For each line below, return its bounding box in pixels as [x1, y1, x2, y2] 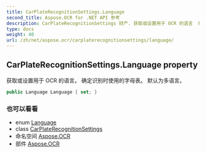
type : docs [6, 26, 34, 32]
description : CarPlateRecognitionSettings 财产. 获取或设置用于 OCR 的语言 [6, 20, 193, 26]
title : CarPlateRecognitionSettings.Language [6, 9, 124, 15]
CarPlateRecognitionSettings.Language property [6, 60, 198, 70]
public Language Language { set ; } [6, 89, 97, 95]
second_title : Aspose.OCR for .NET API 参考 [6, 15, 120, 21]
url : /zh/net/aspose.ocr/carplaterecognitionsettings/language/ [6, 37, 174, 43]
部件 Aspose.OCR [15, 140, 60, 147]
